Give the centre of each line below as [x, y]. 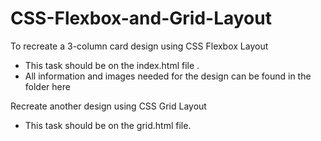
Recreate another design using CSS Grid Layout [108, 106]
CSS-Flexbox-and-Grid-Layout [141, 18]
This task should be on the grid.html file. [108, 125]
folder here [47, 86]
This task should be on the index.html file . [112, 65]
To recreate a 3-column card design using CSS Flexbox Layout [139, 46]
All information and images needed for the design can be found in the [168, 76]
